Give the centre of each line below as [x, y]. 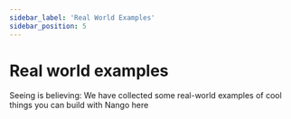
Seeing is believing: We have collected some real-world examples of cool [145, 96]
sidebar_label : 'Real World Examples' [82, 18]
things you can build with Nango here [79, 105]
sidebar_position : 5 [48, 26]
